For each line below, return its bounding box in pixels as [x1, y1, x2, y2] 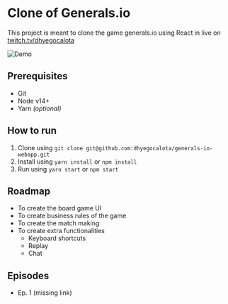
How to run [7, 125, 57, 137]
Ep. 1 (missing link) [17, 288, 72, 297]
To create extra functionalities [17, 227, 105, 235]
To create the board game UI [17, 204, 102, 213]
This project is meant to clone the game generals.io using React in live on [7, 28, 221, 37]
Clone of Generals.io [7, 5, 131, 21]
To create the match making [17, 219, 100, 227]
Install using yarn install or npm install [17, 157, 137, 166]
